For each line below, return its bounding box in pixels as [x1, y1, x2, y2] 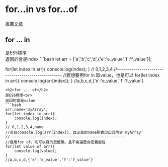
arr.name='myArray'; [5, 107, 49, 112]
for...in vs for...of [5, 4, 78, 15]
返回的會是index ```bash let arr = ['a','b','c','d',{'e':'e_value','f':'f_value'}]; [5, 56, 152, 62]
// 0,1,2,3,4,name [5, 124, 44, 129]
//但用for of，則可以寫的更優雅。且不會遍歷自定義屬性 [5, 139, 106, 144]
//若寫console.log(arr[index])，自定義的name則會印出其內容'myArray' [5, 130, 143, 135]
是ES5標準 [5, 49, 27, 56]
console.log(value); [14, 148, 57, 153]
